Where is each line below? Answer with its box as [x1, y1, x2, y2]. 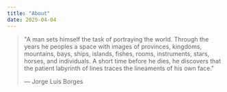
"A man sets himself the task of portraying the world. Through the [23, 35, 209, 43]
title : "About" [7, 10, 51, 17]
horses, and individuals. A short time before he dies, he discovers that [23, 57, 222, 65]
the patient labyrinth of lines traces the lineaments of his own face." [23, 64, 215, 72]
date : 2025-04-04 [7, 16, 57, 23]
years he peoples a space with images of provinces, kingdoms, [23, 42, 202, 50]
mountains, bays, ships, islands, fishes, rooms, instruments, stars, [23, 49, 210, 58]
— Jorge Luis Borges [23, 77, 83, 85]
